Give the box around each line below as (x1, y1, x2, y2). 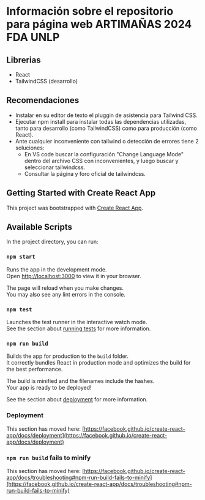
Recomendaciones (6, 95, 80, 105)
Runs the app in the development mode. (6, 265, 107, 273)
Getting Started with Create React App (6, 188, 156, 199)
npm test (6, 306, 32, 313)
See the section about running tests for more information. (6, 325, 151, 332)
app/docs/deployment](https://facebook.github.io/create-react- (6, 431, 167, 439)
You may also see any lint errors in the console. (6, 290, 125, 298)
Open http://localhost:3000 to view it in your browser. (6, 272, 142, 279)
